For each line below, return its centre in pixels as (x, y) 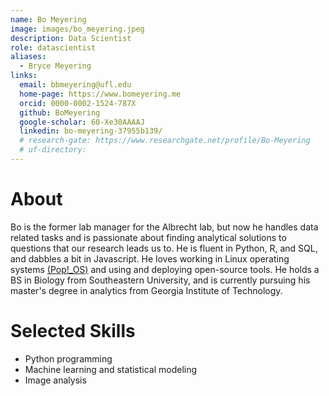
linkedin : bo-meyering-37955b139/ (91, 131)
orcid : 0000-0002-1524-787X (78, 103)
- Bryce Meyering (55, 66)
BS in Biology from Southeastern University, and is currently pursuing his (160, 280)
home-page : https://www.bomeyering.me (100, 94)
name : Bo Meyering (48, 19)
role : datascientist (53, 47)
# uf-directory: (53, 150)
